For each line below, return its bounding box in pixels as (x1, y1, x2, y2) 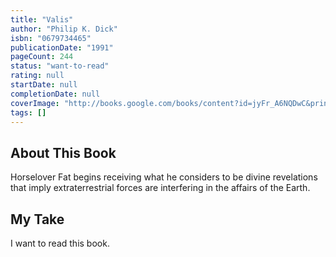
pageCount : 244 (10, 52, 74, 62)
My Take (10, 211, 65, 228)
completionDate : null (10, 89, 101, 99)
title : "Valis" (10, 14, 74, 25)
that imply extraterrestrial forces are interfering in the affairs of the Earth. (10, 182, 311, 194)
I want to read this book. (10, 237, 110, 249)
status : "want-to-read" (10, 61, 110, 71)
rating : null (10, 71, 65, 81)
